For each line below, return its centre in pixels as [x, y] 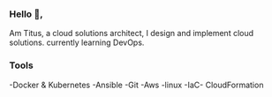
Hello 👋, [26, 14]
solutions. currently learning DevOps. [77, 42]
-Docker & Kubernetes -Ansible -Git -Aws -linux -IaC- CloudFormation [136, 85]
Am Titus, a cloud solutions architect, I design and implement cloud [132, 34]
